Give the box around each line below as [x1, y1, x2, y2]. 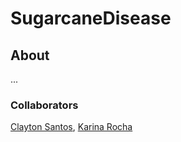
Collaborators [10, 98, 79, 112]
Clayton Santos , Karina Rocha [10, 121, 133, 133]
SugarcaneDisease [10, 7, 172, 30]
